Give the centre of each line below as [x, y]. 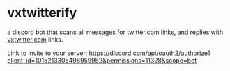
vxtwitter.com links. [35, 39]
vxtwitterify [42, 13]
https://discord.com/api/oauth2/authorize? [150, 53]
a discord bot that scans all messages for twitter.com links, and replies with [115, 32]
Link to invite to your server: [47, 53]
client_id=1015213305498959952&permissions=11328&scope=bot [102, 60]
